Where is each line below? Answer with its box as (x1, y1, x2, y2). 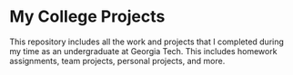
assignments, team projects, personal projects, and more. (9, 55, 226, 66)
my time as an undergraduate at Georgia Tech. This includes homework (9, 45, 278, 56)
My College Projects (9, 6, 166, 27)
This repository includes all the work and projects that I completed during (9, 36, 285, 47)
